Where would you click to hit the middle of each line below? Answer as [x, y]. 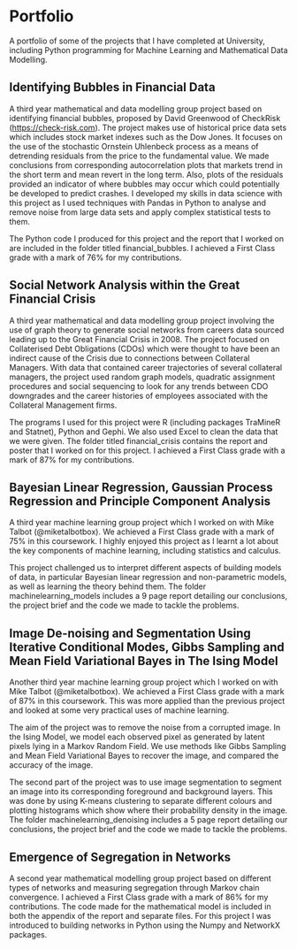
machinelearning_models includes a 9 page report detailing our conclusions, [148, 596]
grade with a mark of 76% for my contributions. [95, 257]
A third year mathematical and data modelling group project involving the [142, 320]
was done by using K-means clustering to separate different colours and [141, 801]
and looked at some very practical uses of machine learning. [119, 710]
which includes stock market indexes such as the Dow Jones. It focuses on [146, 137]
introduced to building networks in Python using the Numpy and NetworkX [145, 925]
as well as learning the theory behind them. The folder [108, 586]
